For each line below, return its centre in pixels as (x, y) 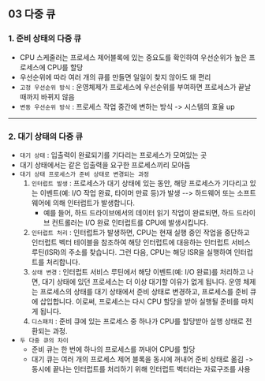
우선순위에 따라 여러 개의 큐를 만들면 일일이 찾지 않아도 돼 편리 (115, 77)
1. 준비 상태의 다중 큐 (45, 39)
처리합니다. (63, 262)
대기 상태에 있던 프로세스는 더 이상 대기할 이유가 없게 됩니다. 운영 (142, 282)
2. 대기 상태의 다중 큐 (46, 136)
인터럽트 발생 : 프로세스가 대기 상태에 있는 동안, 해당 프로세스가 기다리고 (140, 183)
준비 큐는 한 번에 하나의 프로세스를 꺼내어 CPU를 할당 (113, 349)
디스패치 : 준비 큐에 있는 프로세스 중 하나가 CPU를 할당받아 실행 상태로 (138, 321)
